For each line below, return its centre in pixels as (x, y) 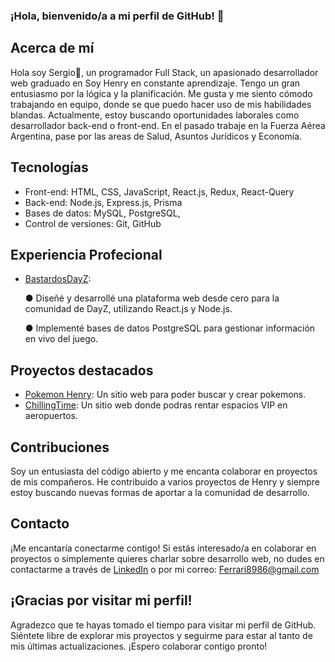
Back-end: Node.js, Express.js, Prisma (103, 202)
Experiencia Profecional (86, 254)
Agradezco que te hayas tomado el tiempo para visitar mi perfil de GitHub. (163, 625)
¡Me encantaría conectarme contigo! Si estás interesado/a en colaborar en (163, 548)
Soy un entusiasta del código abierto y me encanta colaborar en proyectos (164, 471)
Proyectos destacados (82, 370)
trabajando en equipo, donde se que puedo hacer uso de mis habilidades (161, 104)
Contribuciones (60, 447)
